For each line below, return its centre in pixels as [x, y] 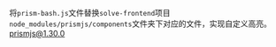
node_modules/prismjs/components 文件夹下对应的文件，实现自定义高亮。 [140, 23]
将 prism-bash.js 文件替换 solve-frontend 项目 [90, 13]
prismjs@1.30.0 [37, 34]
